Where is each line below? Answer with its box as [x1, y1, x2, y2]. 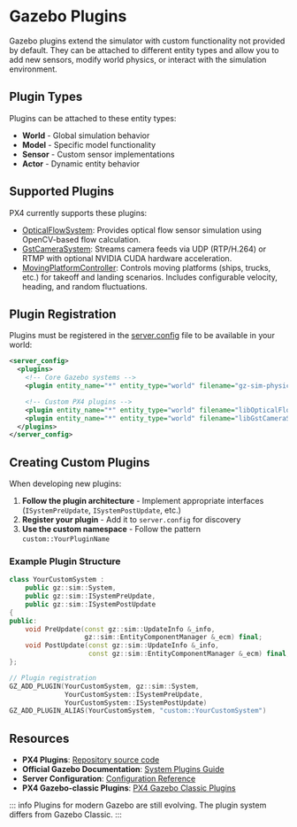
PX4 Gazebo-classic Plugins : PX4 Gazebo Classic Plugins [21, 783, 236, 793]
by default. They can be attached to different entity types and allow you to [9, 44, 279, 55]
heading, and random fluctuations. [21, 281, 148, 291]
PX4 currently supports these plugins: [9, 207, 148, 218]
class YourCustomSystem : [9, 576, 104, 584]
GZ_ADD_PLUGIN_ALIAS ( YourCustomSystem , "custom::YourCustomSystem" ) [9, 707, 267, 715]
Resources [9, 730, 70, 746]
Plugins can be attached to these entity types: [9, 112, 177, 123]
